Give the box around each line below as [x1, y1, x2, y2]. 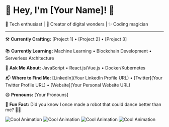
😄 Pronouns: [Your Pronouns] [5, 91, 69, 97]
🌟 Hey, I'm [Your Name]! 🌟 [5, 4, 115, 16]
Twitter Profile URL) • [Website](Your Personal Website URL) [5, 82, 131, 88]
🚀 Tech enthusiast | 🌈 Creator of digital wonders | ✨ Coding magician [5, 21, 148, 27]
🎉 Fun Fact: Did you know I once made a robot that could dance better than [5, 101, 162, 107]
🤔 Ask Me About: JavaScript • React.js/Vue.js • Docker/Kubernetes [5, 64, 146, 70]
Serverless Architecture [5, 55, 54, 61]
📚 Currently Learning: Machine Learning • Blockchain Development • [5, 47, 152, 54]
